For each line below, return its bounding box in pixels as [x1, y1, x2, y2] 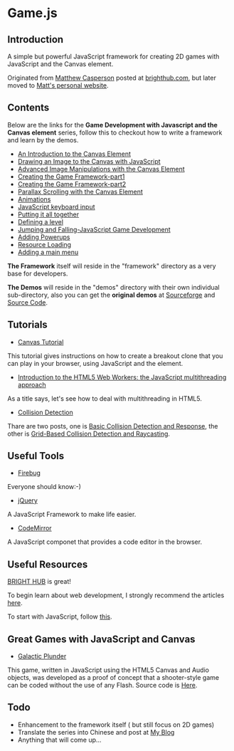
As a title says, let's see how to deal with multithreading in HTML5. [7, 394, 203, 403]
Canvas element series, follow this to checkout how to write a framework [7, 128, 223, 137]
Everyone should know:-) [7, 483, 82, 491]
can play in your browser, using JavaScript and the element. [7, 359, 184, 367]
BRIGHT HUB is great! [7, 577, 71, 586]
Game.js [7, 5, 58, 21]
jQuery [17, 496, 38, 505]
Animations [17, 194, 51, 204]
